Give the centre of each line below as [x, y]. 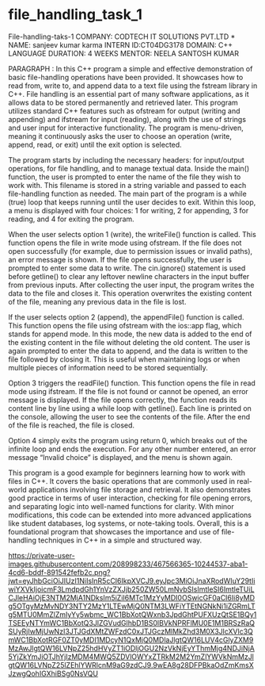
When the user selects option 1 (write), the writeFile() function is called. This [132, 234]
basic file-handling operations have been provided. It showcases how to [126, 77]
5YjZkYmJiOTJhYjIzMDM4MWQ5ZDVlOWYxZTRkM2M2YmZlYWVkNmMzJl [131, 657]
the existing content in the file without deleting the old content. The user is [129, 342]
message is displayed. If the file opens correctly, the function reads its [123, 400]
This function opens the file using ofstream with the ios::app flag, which [125, 325]
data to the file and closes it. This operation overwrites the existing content [130, 293]
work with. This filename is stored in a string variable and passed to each [127, 185]
